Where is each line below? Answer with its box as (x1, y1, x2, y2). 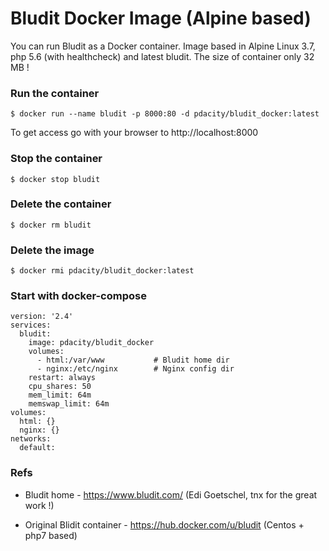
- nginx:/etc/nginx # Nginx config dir (36, 364, 235, 374)
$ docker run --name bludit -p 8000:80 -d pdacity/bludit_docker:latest (10, 109, 320, 119)
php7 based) (24, 529, 78, 541)
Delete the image (10, 243, 95, 257)
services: (10, 320, 52, 331)
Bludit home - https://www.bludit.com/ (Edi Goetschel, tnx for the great (24, 488, 318, 501)
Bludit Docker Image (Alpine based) (10, 7, 312, 30)
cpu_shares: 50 (28, 382, 92, 392)
